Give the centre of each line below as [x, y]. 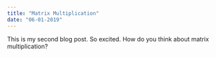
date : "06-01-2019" [35, 20]
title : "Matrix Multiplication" [53, 13]
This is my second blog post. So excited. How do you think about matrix [108, 39]
